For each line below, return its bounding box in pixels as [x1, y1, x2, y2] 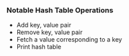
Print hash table [16, 43, 61, 51]
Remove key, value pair [16, 28, 83, 36]
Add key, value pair [16, 21, 72, 29]
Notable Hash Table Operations [6, 5, 114, 15]
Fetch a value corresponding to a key [16, 36, 122, 44]
